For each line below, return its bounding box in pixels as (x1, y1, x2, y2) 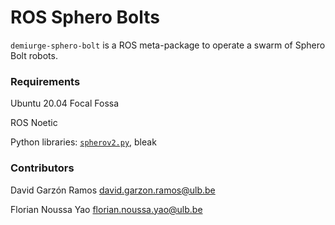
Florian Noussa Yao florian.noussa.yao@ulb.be (10, 203, 203, 215)
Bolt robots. (10, 49, 58, 61)
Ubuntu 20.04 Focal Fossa (10, 97, 120, 110)
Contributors (10, 161, 75, 175)
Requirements (10, 74, 81, 88)
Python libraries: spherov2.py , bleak (10, 136, 157, 148)
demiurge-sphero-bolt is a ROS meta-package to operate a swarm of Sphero (10, 39, 326, 51)
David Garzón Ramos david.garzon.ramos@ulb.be (10, 184, 216, 196)
